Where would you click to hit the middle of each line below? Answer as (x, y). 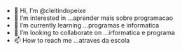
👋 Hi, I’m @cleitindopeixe (50, 11)
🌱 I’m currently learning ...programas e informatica (86, 25)
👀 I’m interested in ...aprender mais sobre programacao (93, 18)
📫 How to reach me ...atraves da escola (72, 40)
